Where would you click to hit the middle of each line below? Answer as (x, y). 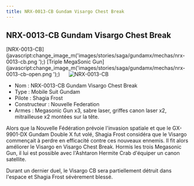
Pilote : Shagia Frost (39, 98)
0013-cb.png (22, 62)
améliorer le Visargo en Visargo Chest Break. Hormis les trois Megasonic (94, 147)
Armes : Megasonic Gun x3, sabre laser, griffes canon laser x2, (91, 111)
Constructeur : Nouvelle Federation (57, 104)
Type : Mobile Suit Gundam (47, 92)
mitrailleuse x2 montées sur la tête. (57, 117)
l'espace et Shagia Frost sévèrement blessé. (59, 177)
